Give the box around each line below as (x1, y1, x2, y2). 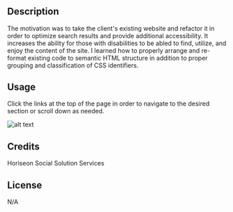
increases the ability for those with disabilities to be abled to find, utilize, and (7, 39, 227, 47)
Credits (7, 140, 40, 152)
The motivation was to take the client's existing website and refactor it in (7, 24, 215, 33)
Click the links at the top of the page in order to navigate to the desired (7, 99, 210, 108)
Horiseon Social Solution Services (7, 159, 104, 168)
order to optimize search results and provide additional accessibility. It (7, 31, 209, 40)
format (7, 54, 26, 62)
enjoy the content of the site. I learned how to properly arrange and (7, 46, 200, 54)
